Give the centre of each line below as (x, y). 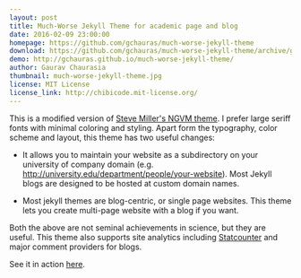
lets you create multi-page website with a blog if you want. (130, 210)
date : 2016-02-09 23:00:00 (60, 34)
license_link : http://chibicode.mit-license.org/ (104, 92)
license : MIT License (50, 84)
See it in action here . (47, 264)
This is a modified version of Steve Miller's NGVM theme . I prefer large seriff (150, 118)
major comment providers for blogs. (76, 247)
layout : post (34, 17)
